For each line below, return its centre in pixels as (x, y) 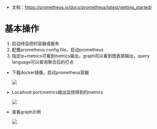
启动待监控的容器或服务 (35, 43)
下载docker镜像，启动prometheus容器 (50, 72)
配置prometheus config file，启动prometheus (57, 49)
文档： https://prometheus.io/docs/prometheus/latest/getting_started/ (82, 7)
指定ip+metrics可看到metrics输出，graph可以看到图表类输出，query (81, 56)
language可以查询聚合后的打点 (43, 62)
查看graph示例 (26, 112)
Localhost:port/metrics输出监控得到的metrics (57, 92)
